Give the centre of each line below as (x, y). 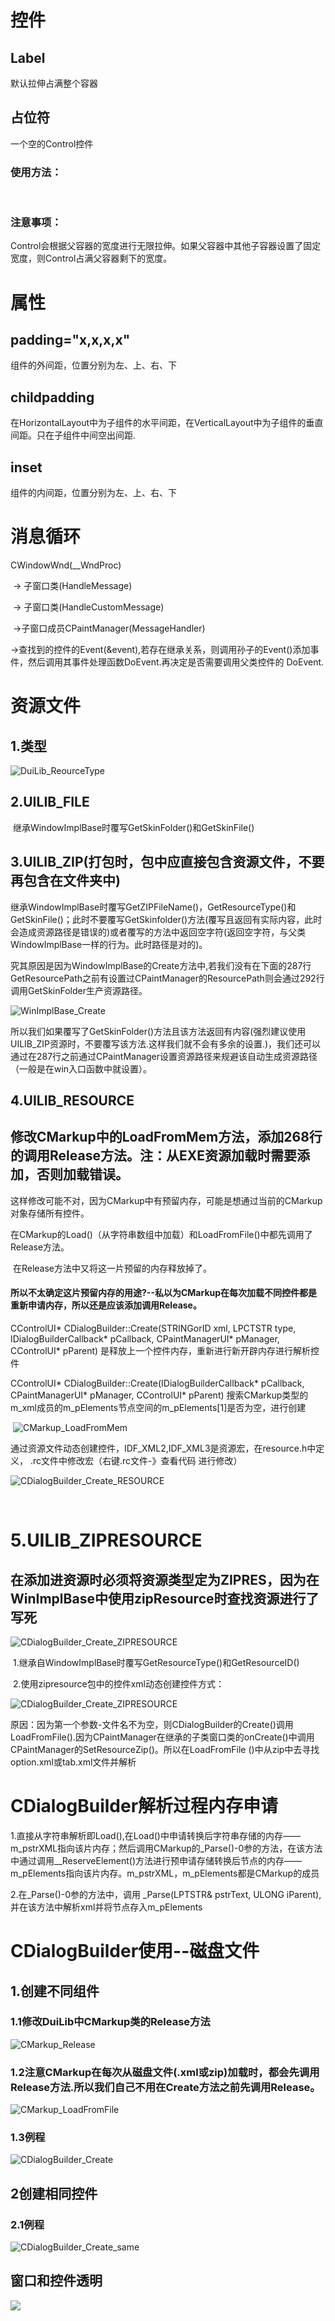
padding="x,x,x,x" (70, 339)
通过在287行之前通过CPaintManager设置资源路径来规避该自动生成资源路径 (164, 1056)
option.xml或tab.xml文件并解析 (73, 1762)
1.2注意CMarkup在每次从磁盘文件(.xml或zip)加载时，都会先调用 (165, 2072)
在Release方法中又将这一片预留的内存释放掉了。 (112, 1268)
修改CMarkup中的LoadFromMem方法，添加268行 (166, 1137)
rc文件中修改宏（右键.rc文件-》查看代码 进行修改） (137, 1460)
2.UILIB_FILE (50, 802)
